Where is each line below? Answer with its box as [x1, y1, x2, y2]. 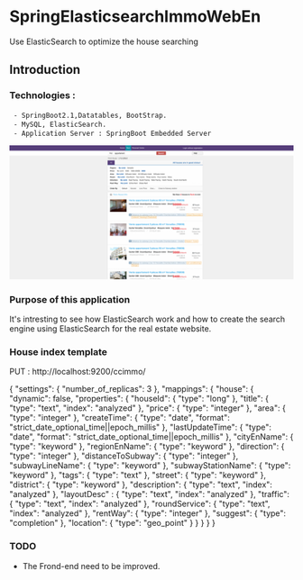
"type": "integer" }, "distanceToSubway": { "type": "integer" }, [9, 450, 239, 461]
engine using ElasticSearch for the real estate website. [9, 323, 212, 334]
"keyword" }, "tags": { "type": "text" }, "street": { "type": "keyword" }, [9, 470, 267, 481]
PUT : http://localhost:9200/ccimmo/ [9, 367, 146, 377]
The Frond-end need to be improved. [22, 560, 161, 571]
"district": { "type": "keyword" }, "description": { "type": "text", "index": [9, 479, 273, 490]
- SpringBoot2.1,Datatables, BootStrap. [13, 111, 168, 120]
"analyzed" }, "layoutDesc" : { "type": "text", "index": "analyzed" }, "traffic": [9, 489, 290, 500]
